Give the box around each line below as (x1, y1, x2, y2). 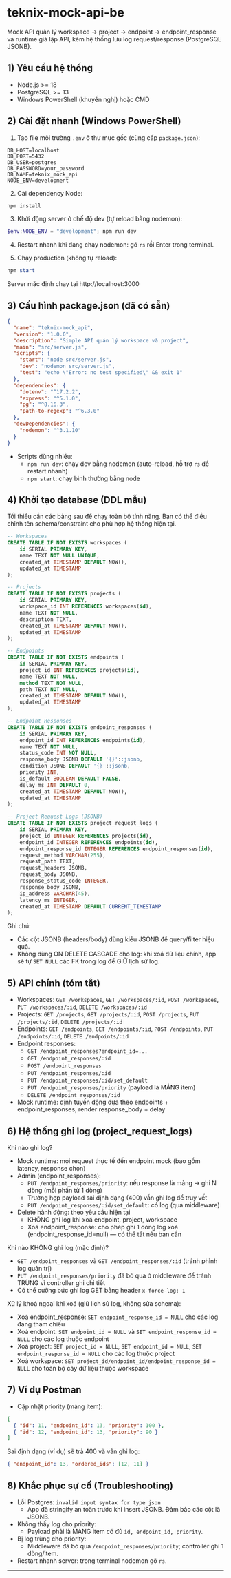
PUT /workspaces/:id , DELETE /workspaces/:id (16, 1003, 148, 1011)
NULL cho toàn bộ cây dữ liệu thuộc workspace (16, 1364, 149, 1372)
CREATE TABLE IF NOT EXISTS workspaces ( (7, 540, 128, 546)
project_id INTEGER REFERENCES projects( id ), (19, 832, 153, 839)
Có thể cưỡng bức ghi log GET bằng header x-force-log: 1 (16, 1286, 186, 1294)
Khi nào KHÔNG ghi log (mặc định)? (7, 1243, 109, 1251)
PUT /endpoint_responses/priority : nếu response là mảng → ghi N (27, 1178, 217, 1187)
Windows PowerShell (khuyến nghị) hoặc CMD (16, 95, 150, 103)
